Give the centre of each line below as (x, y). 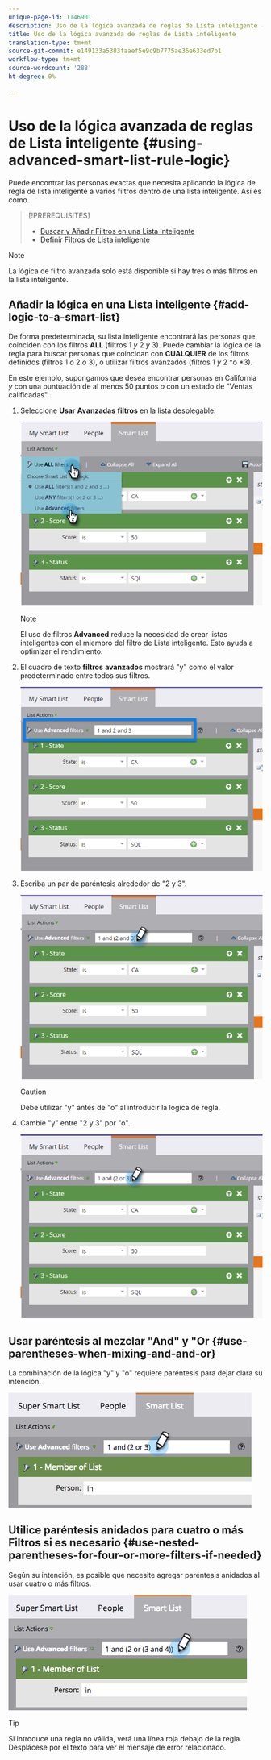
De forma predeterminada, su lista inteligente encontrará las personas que (132, 337)
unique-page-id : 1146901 (50, 17)
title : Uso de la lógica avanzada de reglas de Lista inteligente (122, 34)
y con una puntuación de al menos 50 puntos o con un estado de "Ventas (131, 386)
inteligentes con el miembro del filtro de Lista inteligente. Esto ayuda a (137, 643)
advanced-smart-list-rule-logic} (119, 160)
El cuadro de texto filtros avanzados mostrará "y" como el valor (127, 667)
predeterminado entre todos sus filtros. (85, 676)
